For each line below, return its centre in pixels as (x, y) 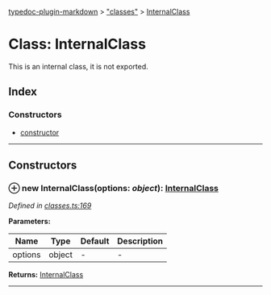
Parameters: (29, 222)
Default (95, 241)
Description (140, 241)
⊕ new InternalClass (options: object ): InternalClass (114, 188)
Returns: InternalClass (46, 275)
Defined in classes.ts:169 (50, 206)
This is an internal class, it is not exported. (79, 66)
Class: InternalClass (77, 44)
